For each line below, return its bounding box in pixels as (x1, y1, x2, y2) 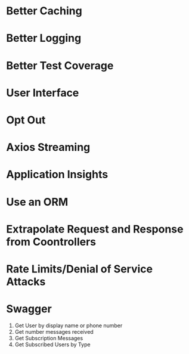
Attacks (6, 275, 46, 288)
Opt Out (6, 113, 46, 126)
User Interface (6, 86, 79, 100)
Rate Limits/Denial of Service (6, 262, 153, 275)
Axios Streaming (6, 141, 91, 154)
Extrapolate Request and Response (6, 222, 184, 236)
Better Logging (6, 32, 82, 45)
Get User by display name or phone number (14, 322, 123, 329)
